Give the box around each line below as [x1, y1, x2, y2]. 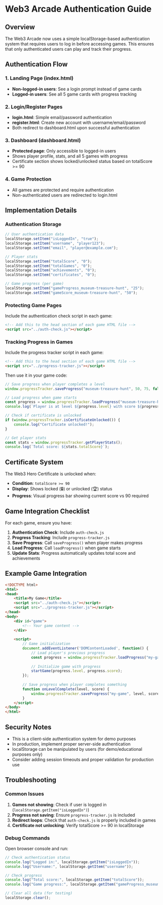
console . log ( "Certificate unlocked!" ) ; [14, 422, 95, 427]
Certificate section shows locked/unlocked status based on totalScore [12, 159, 153, 164]
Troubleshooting [5, 776, 57, 784]
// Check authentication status [5, 855, 70, 860]
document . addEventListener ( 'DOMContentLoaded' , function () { [22, 646, 149, 651]
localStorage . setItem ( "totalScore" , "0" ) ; [5, 259, 92, 264]
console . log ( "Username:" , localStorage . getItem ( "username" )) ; [5, 864, 133, 869]
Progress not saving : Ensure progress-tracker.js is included [12, 812, 135, 818]
